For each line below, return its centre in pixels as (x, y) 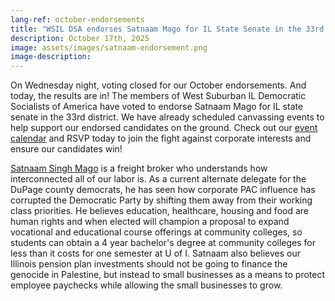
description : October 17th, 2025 (80, 38)
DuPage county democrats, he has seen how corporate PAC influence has (163, 190)
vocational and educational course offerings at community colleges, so (156, 232)
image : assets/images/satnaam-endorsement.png (109, 47)
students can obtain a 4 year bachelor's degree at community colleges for (163, 243)
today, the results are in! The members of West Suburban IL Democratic (158, 96)
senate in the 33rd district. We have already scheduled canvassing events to (167, 117)
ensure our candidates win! (66, 149)
